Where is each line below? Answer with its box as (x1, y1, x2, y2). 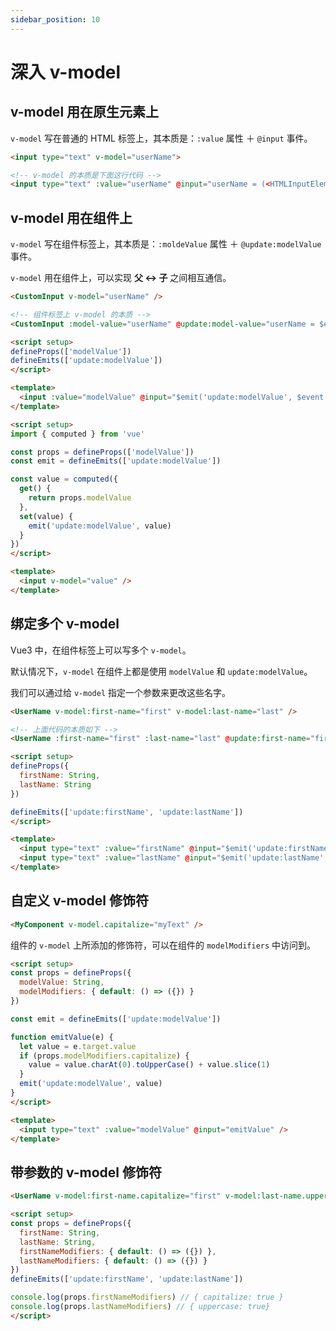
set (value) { (19, 511, 74, 521)
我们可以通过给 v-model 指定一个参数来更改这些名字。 (10, 686, 231, 698)
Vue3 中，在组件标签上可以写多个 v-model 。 (10, 644, 192, 656)
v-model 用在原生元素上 (10, 104, 160, 121)
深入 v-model (10, 61, 122, 83)
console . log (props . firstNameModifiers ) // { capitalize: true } (10, 1292, 284, 1303)
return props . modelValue (28, 493, 132, 503)
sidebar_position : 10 (10, 14, 101, 25)
